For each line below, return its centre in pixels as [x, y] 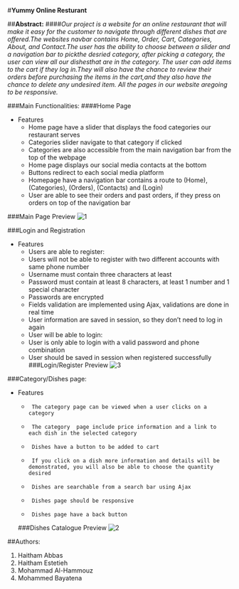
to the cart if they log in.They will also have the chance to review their [110, 69]
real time [41, 312]
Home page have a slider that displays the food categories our [119, 127]
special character [54, 290]
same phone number [59, 267]
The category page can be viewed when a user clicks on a [119, 407]
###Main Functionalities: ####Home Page [69, 106]
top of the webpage [57, 157]
